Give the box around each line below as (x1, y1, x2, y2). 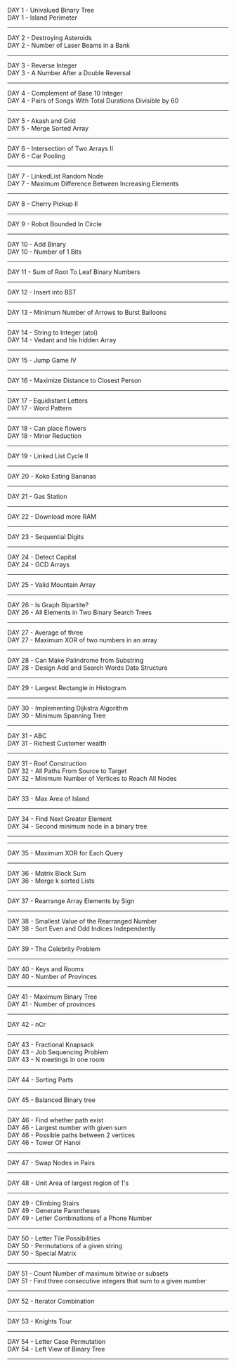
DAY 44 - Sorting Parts (7, 1075, 74, 1084)
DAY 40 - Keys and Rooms (7, 965, 84, 973)
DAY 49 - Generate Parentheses (7, 1207, 100, 1214)
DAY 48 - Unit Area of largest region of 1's (7, 1179, 129, 1187)
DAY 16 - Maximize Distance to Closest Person (7, 376, 142, 384)
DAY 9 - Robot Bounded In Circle (7, 220, 102, 228)
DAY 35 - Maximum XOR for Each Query (7, 849, 124, 857)
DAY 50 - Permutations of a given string (7, 1242, 123, 1250)
